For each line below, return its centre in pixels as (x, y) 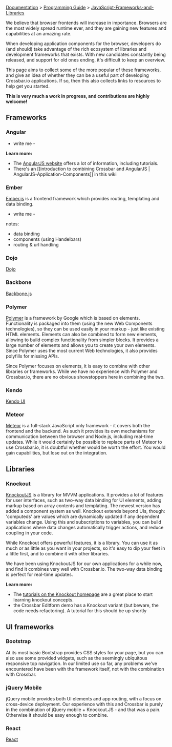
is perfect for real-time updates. (39, 575)
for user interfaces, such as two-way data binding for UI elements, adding (84, 500)
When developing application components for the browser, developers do (83, 44)
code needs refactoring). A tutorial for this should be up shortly (80, 611)
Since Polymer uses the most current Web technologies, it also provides (82, 350)
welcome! (17, 101)
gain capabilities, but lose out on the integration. (57, 453)
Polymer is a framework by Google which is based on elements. (73, 318)
